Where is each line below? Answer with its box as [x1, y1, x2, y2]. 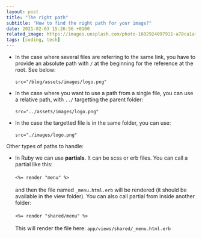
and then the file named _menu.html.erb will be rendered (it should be [14, 186, 188, 193]
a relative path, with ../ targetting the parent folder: [14, 96, 143, 103]
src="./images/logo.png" [14, 132, 78, 138]
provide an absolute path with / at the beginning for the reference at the [14, 60, 194, 67]
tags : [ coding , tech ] [6, 37, 61, 43]
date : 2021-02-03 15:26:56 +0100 [6, 25, 90, 32]
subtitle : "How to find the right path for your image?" [6, 20, 152, 26]
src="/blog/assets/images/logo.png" [14, 79, 107, 85]
